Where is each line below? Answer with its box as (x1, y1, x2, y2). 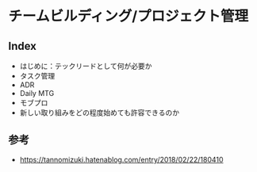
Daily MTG (19, 89, 55, 97)
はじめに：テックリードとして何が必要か (19, 61, 152, 71)
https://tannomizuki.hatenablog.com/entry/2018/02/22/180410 (19, 155, 224, 164)
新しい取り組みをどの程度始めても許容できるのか (19, 108, 180, 117)
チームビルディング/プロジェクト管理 (8, 7, 249, 25)
